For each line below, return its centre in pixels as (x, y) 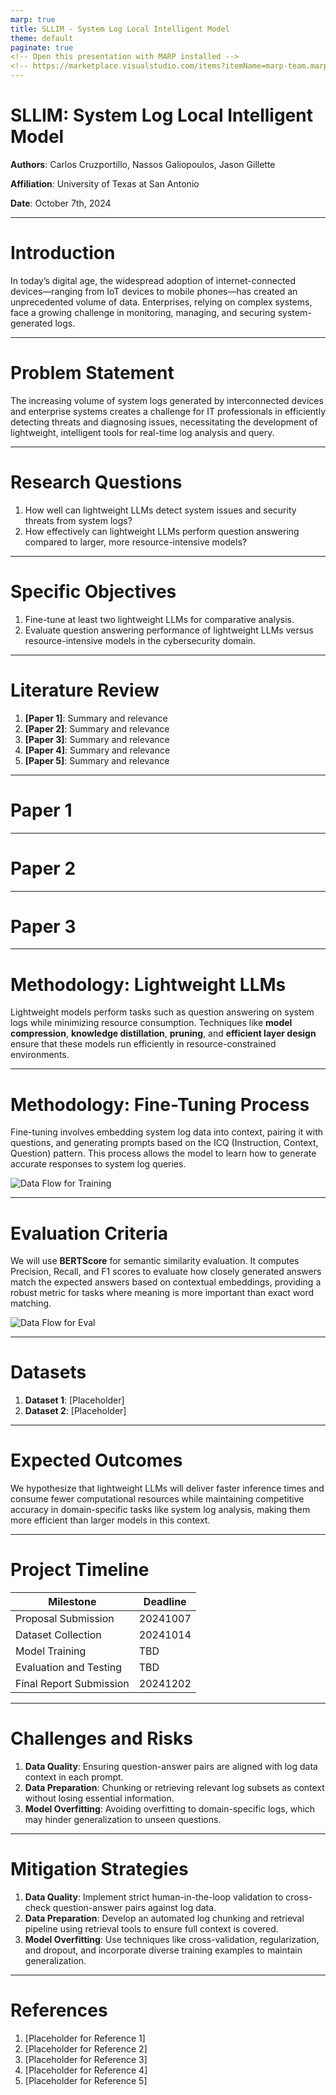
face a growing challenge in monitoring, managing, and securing (143, 312)
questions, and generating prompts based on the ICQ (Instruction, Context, (164, 1143)
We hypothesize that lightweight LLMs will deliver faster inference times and (167, 1488)
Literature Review (85, 690)
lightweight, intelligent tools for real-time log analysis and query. (142, 432)
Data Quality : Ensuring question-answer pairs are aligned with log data (171, 1766)
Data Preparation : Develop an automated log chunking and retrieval (164, 1918)
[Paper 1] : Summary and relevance (96, 718)
